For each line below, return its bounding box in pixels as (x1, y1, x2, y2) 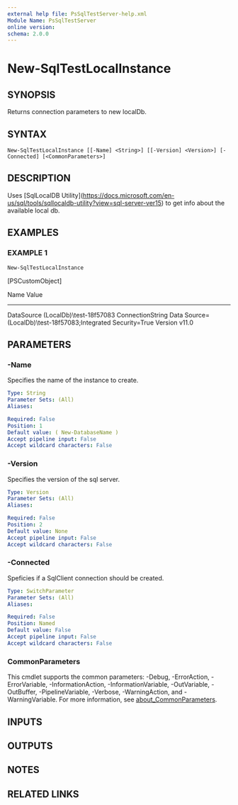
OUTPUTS (7, 740, 53, 752)
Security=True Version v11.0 (112, 318, 193, 327)
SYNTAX (7, 128, 47, 140)
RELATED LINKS (7, 788, 79, 800)
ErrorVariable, (7, 680, 48, 689)
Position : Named (7, 620, 55, 627)
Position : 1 (7, 422, 42, 429)
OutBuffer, (7, 688, 38, 697)
